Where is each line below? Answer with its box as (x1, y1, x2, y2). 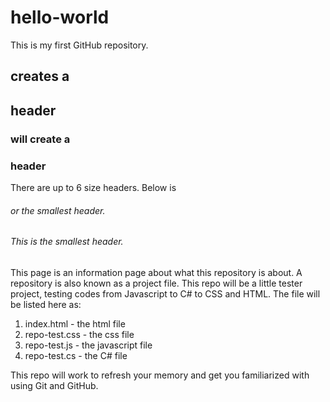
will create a (10, 132, 71, 146)
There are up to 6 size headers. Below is (10, 181, 177, 193)
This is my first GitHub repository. (10, 39, 149, 51)
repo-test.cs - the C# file (24, 349, 128, 361)
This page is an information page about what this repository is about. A (10, 266, 303, 278)
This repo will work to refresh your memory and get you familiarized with (10, 369, 310, 381)
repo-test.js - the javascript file (24, 339, 153, 351)
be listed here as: (10, 298, 82, 310)
